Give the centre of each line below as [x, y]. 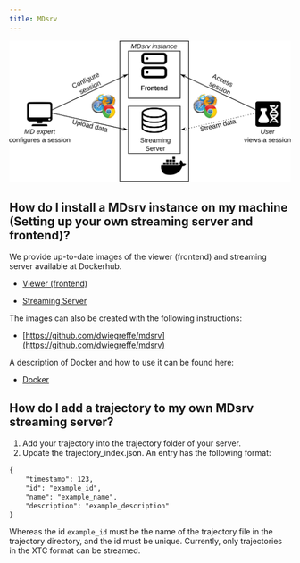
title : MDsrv [33, 19]
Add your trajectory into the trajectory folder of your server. [131, 443]
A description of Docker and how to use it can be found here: [122, 363]
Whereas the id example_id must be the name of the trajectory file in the [142, 531]
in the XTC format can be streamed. [75, 550]
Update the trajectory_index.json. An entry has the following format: [146, 452]
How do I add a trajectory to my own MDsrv [132, 408]
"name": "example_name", [71, 497]
